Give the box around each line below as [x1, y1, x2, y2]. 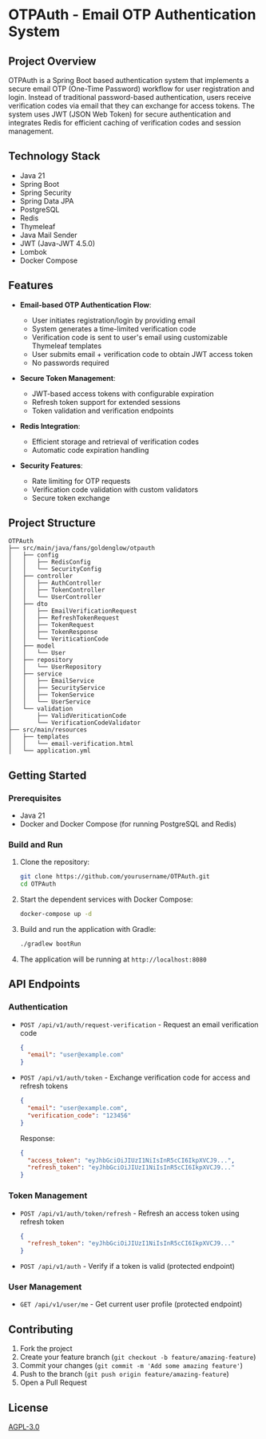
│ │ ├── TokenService [8, 691, 94, 700]
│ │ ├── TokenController [8, 586, 105, 594]
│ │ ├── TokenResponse [8, 628, 98, 636]
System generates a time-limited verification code [31, 323, 197, 333]
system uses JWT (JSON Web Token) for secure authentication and [8, 109, 232, 119]
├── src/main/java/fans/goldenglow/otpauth [8, 545, 156, 553]
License [8, 1401, 49, 1414]
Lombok [19, 247, 48, 256]
